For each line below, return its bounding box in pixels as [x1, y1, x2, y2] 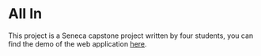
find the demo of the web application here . [8, 39, 148, 48]
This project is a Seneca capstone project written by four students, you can [8, 31, 254, 40]
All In [8, 5, 43, 23]
